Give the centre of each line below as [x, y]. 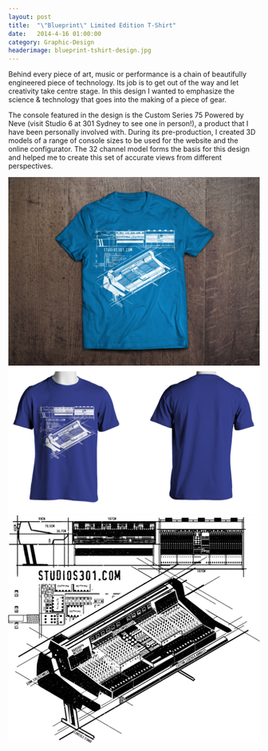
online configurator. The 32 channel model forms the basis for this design [129, 149]
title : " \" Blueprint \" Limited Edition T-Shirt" [93, 25]
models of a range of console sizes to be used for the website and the [123, 140]
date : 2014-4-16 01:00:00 [55, 34]
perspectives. [31, 166]
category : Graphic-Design [51, 42]
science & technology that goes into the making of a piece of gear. [118, 100]
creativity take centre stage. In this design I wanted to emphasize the [122, 91]
